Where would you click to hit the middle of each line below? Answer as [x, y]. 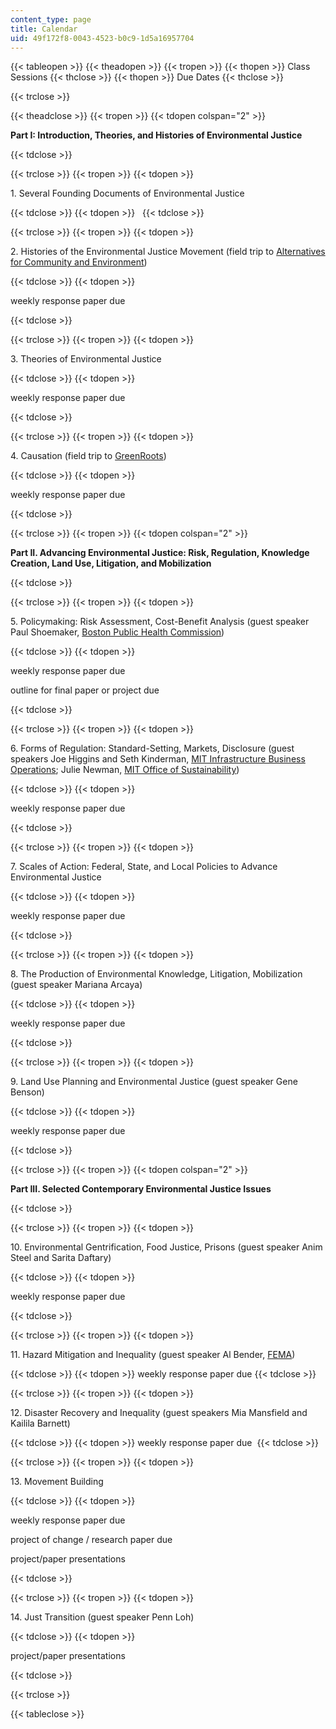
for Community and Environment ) [79, 262]
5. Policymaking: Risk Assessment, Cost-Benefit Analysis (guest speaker [160, 622]
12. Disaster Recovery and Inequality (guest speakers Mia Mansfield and [159, 1413]
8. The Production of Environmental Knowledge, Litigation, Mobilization [156, 974]
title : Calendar [44, 29]
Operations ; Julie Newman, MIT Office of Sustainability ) [125, 770]
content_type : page [51, 19]
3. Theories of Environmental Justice [86, 359]
